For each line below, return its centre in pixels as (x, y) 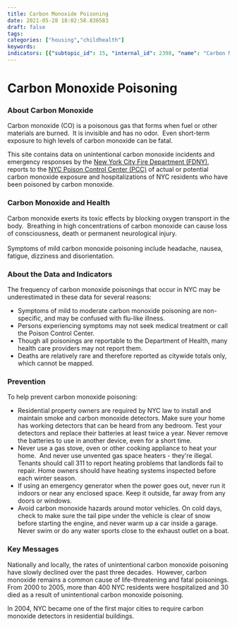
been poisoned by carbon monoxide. (61, 184)
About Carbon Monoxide (50, 110)
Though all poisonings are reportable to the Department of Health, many (122, 341)
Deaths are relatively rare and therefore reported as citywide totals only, (122, 356)
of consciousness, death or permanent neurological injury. (92, 233)
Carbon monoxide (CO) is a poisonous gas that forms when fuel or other (113, 126)
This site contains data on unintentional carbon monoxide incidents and (111, 154)
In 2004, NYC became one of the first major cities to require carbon (105, 608)
